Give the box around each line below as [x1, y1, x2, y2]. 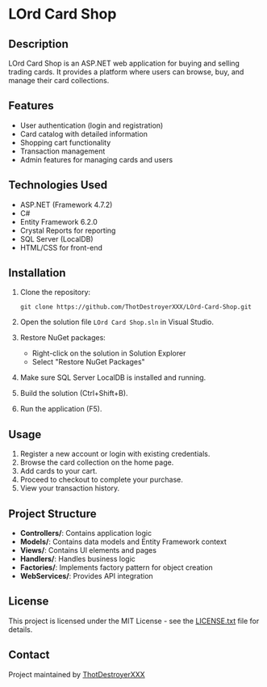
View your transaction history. [19, 483, 120, 493]
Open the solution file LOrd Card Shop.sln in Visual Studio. [19, 317, 215, 327]
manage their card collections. [8, 76, 110, 85]
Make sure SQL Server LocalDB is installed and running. [19, 373, 207, 382]
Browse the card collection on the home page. [19, 457, 174, 467]
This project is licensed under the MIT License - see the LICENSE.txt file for [8, 616, 260, 626]
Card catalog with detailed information [19, 129, 148, 138]
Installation [8, 266, 66, 280]
